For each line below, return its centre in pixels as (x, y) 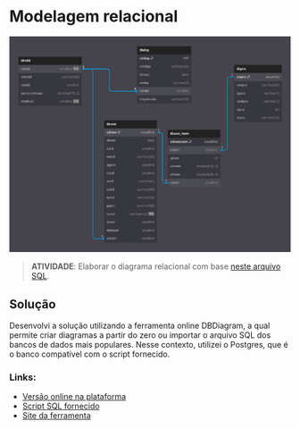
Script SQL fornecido (61, 406)
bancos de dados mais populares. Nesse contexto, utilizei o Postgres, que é (149, 344)
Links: (23, 377)
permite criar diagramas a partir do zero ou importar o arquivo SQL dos (140, 335)
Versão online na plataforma (74, 397)
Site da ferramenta (56, 416)
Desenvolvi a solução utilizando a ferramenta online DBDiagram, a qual (140, 325)
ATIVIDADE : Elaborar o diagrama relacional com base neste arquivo (156, 266)
